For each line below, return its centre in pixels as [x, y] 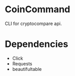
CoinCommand [38, 9]
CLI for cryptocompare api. [33, 23]
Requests [22, 64]
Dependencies [36, 44]
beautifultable [27, 69]
